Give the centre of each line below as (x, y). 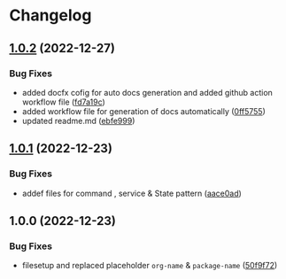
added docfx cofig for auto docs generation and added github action (147, 92)
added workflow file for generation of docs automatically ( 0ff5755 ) (143, 111)
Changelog (50, 15)
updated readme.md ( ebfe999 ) (78, 120)
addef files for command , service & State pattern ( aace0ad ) (131, 193)
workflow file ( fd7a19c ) (64, 102)
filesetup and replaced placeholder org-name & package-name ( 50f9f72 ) (150, 266)
